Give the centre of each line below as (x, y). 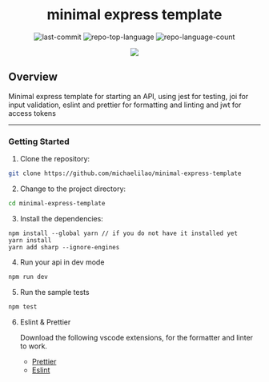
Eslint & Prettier (45, 322)
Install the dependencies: (62, 218)
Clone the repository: (55, 159)
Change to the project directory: (73, 189)
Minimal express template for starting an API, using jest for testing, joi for (128, 96)
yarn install (30, 240)
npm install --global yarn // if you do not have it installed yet (123, 233)
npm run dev (28, 277)
